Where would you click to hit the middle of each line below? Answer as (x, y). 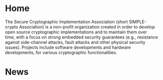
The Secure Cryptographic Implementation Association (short (66, 22)
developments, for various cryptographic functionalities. (61, 52)
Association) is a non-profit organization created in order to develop (87, 27)
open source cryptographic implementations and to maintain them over (76, 32)
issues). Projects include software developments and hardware (68, 47)
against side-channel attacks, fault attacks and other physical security (75, 42)
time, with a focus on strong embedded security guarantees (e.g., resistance (81, 37)
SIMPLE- (138, 22)
